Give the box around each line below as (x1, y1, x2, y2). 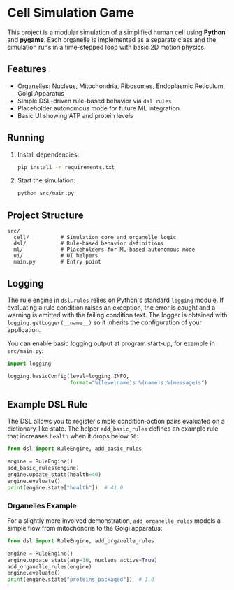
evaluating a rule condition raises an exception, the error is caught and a (7, 303, 215, 312)
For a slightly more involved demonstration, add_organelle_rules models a (7, 516, 221, 525)
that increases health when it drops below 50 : (7, 432, 138, 440)
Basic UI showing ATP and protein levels (17, 111, 134, 120)
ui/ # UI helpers (13, 252, 98, 259)
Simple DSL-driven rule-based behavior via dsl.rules (17, 96, 172, 105)
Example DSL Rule (7, 398, 88, 410)
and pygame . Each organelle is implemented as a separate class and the (7, 35, 217, 43)
